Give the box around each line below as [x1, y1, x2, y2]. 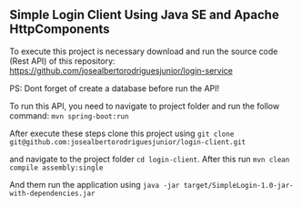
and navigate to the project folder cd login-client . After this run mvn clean [9, 153, 290, 164]
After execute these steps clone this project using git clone [9, 128, 235, 139]
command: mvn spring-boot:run [9, 109, 129, 121]
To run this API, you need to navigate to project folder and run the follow [9, 100, 280, 111]
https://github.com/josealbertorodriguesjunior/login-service [9, 65, 234, 76]
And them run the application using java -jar [9, 179, 180, 190]
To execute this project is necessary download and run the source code [9, 46, 278, 57]
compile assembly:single [9, 163, 104, 172]
